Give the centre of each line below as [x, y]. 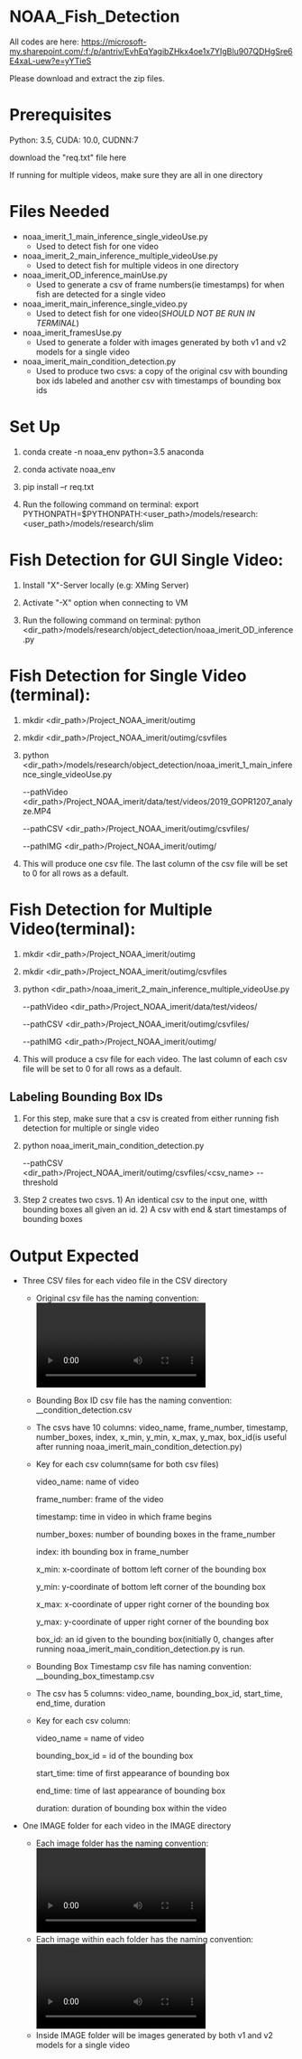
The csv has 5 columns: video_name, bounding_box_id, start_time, [159, 1694]
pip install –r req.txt [58, 486]
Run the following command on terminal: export [110, 504]
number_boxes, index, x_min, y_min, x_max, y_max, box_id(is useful [161, 1437]
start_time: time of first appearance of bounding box [133, 1773]
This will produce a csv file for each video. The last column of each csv [155, 1058]
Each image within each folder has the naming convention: [145, 1940]
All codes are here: [44, 42]
